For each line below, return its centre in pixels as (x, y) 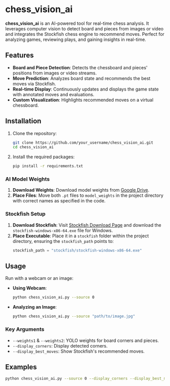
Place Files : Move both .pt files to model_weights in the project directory (88, 195)
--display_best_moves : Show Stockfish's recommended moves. (79, 351)
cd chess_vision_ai (33, 147)
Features (19, 55)
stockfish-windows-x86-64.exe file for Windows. (62, 230)
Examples (21, 367)
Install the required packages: (44, 157)
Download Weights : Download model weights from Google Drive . (81, 190)
